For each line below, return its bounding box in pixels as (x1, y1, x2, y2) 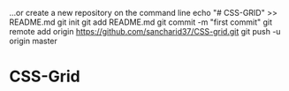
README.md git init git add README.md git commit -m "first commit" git (9, 17, 272, 27)
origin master (9, 35, 57, 46)
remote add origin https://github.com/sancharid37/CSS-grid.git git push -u (9, 27, 281, 36)
